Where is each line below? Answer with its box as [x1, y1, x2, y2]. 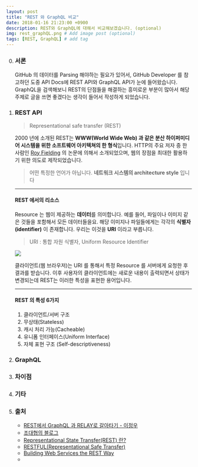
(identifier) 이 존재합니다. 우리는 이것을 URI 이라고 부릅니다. [14, 225, 154, 232]
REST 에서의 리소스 [14, 196, 60, 204]
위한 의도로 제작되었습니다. [21, 156, 83, 163]
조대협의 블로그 [23, 429, 59, 436]
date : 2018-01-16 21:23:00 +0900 [6, 20, 88, 25]
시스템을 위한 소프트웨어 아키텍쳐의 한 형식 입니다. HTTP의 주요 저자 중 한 [20, 141, 187, 148]
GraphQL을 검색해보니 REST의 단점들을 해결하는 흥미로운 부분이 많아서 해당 [14, 86, 190, 93]
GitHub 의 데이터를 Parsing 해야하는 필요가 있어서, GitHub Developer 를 [14, 72, 183, 79]
